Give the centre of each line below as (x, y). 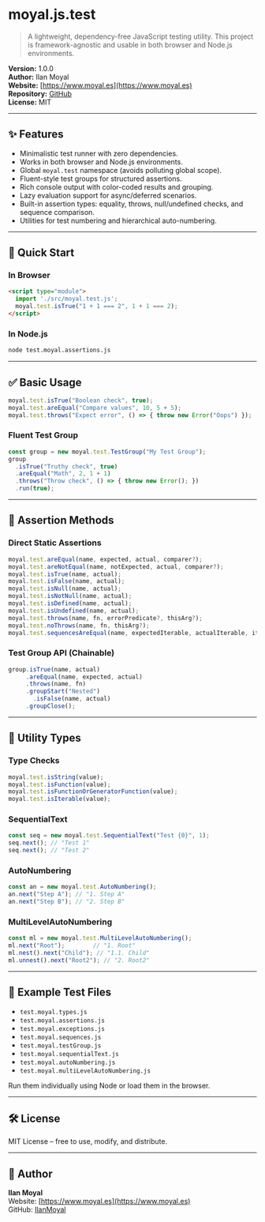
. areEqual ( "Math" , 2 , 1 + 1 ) (63, 474)
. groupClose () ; (51, 706)
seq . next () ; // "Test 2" (49, 851)
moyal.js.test (52, 15)
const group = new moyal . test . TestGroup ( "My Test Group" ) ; (107, 452)
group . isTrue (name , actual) (54, 669)
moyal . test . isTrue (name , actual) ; (65, 574)
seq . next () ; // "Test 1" (49, 843)
